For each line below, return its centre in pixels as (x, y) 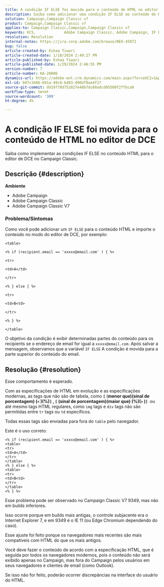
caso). (11, 525)
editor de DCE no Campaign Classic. (41, 159)
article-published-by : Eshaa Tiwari (42, 60)
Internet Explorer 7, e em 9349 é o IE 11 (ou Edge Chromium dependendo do (81, 520)
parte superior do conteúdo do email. (42, 354)
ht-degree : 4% (20, 101)
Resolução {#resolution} (43, 369)
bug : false (16, 46)
